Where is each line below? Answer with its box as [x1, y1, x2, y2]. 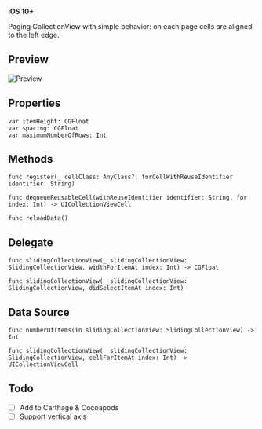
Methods [8, 152, 53, 166]
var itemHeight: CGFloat [8, 117, 89, 125]
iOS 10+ [8, 7, 35, 16]
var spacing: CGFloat [8, 124, 79, 132]
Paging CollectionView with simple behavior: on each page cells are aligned [8, 22, 253, 31]
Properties [8, 97, 61, 110]
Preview [8, 53, 49, 66]
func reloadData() [8, 214, 68, 222]
